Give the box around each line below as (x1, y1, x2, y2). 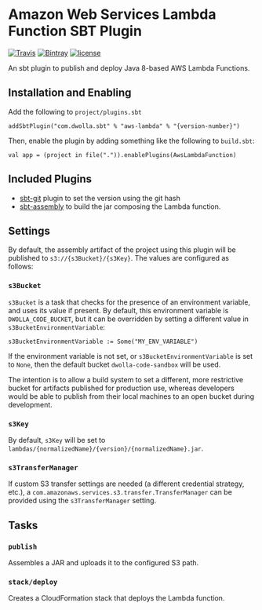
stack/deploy (8, 577, 58, 586)
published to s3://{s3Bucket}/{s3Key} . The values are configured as (8, 254, 230, 263)
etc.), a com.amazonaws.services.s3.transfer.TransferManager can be (8, 488, 233, 497)
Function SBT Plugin (8, 22, 143, 40)
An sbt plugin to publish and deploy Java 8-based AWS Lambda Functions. (8, 63, 250, 72)
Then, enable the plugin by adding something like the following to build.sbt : (8, 136, 255, 145)
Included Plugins (8, 173, 93, 186)
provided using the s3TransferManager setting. (8, 496, 157, 506)
